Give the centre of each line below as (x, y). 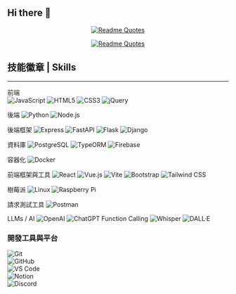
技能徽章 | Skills (42, 68)
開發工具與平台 (33, 238)
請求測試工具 (26, 204)
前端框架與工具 (29, 174)
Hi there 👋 (29, 13)
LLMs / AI (21, 218)
